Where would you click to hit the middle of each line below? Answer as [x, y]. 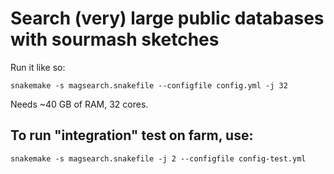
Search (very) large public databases [167, 18]
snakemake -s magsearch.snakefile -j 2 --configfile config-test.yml [158, 158]
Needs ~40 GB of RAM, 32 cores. [79, 104]
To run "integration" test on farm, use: [132, 135]
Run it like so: [38, 67]
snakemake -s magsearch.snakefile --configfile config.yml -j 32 [149, 85]
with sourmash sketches [115, 39]
